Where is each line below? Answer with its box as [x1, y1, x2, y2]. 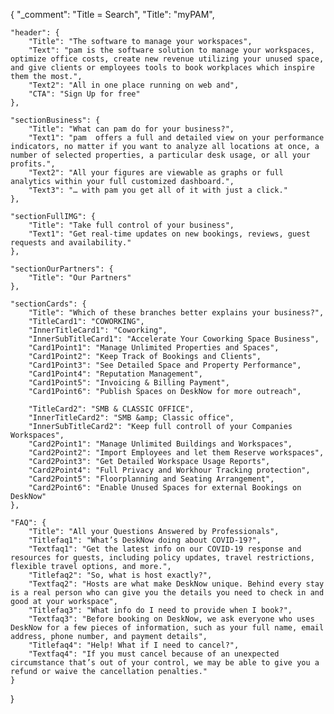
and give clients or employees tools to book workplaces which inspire [10, 63, 315, 73]
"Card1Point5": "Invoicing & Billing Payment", [28, 378, 230, 388]
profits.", [10, 159, 56, 169]
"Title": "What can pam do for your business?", [28, 124, 235, 134]
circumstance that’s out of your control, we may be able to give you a [10, 658, 320, 668]
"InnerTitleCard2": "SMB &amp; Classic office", [28, 413, 235, 423]
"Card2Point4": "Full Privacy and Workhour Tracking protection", [28, 465, 311, 475]
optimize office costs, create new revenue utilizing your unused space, [10, 54, 325, 64]
